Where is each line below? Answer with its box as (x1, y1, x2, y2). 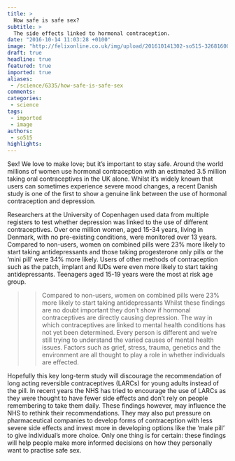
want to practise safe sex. (7, 446, 82, 455)
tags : (7, 108, 23, 115)
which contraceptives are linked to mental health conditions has (41, 321, 226, 329)
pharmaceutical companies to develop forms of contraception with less (7, 416, 213, 425)
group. (7, 277, 27, 286)
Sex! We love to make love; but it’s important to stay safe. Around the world (7, 160, 224, 168)
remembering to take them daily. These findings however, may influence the (7, 401, 227, 410)
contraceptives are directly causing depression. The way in (41, 313, 213, 322)
